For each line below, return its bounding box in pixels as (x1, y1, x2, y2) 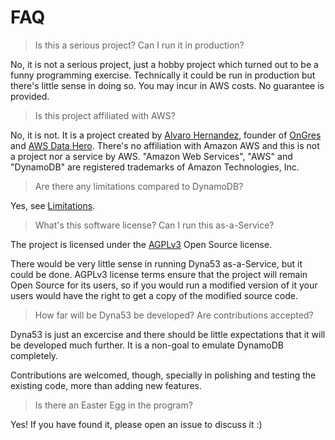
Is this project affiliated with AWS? (34, 109, 176, 121)
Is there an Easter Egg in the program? (34, 399, 193, 411)
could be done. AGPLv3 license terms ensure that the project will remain (10, 268, 308, 280)
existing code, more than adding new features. (10, 379, 203, 391)
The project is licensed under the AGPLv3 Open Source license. (10, 238, 273, 250)
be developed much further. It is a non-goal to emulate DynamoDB (10, 339, 284, 351)
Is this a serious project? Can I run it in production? (34, 39, 245, 51)
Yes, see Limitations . (10, 199, 96, 211)
